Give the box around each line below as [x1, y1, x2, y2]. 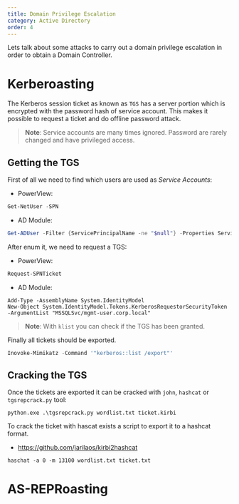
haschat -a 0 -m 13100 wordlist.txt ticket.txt [7, 457, 152, 464]
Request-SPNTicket [7, 270, 62, 277]
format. [7, 429, 29, 438]
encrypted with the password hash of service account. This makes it [7, 107, 208, 115]
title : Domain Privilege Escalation [7, 10, 116, 18]
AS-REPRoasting [7, 480, 108, 497]
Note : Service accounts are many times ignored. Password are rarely [24, 128, 228, 137]
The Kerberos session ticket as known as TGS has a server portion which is [7, 99, 225, 108]
